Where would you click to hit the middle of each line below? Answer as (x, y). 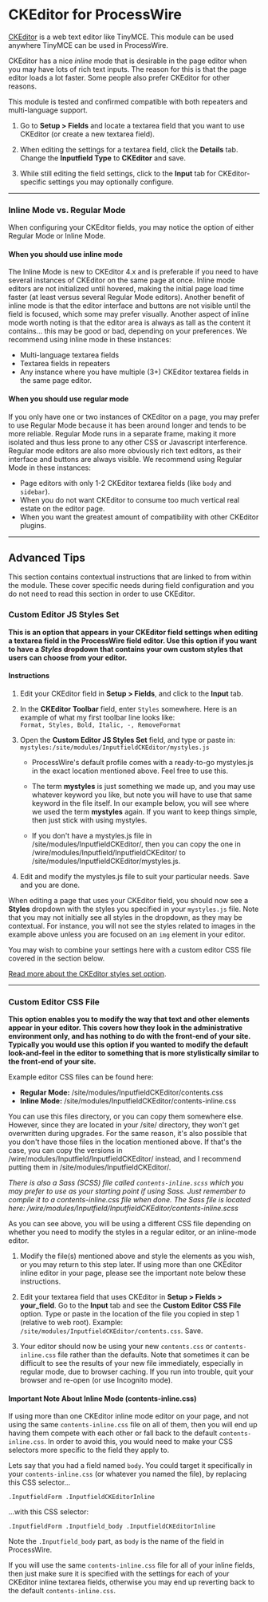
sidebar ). (35, 491)
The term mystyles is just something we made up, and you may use (143, 786)
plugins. (33, 525)
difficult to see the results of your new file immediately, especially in (131, 1363)
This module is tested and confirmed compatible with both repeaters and (128, 101)
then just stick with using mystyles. (89, 820)
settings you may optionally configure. (110, 182)
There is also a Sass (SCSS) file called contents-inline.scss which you (126, 1183)
